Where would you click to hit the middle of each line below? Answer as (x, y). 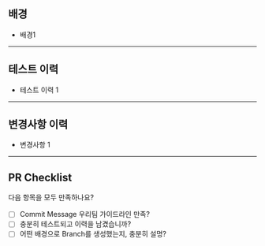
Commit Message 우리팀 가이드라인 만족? (84, 214)
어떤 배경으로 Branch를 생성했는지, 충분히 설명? (93, 234)
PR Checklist (40, 177)
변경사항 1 (35, 145)
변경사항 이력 (38, 125)
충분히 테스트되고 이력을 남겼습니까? (75, 224)
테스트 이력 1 (39, 90)
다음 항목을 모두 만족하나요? (51, 198)
